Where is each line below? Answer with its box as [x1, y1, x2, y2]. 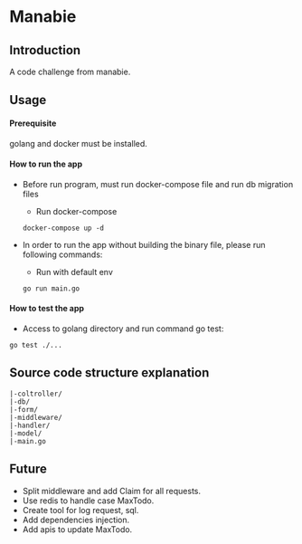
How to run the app [9, 158, 83, 169]
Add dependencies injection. [22, 514, 130, 525]
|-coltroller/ [9, 389, 63, 398]
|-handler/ [9, 421, 51, 430]
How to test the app [9, 303, 84, 314]
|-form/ [9, 405, 39, 414]
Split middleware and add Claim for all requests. [22, 485, 202, 496]
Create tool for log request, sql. [22, 504, 139, 515]
